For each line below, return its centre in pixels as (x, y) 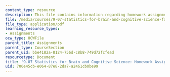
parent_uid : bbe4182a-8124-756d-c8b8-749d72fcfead (60, 52)
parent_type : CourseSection (35, 48)
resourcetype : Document (30, 57)
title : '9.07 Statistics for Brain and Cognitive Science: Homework (79, 62)
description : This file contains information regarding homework (75, 15)
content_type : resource (30, 10)
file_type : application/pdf (35, 24)
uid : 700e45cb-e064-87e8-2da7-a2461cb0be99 (52, 66)
